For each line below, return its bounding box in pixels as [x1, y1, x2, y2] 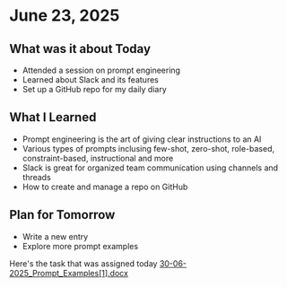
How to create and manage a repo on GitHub [22, 181, 188, 192]
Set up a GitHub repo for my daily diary [22, 84, 168, 94]
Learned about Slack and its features [22, 74, 159, 85]
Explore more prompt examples [22, 240, 139, 251]
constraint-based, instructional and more [22, 152, 174, 163]
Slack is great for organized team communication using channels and [22, 162, 279, 173]
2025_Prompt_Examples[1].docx [9, 267, 128, 278]
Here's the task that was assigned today [9, 257, 158, 269]
